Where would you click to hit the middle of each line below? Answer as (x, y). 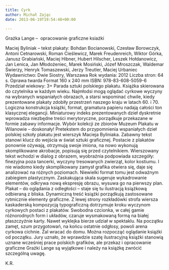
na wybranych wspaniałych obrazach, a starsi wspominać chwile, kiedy (80, 97)
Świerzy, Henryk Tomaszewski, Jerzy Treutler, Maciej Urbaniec (72, 70)
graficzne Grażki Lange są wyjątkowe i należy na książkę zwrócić (74, 248)
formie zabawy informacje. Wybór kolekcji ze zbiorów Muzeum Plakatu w (82, 124)
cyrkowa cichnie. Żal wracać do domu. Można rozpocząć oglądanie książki (84, 232)
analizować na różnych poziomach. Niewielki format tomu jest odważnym (82, 172)
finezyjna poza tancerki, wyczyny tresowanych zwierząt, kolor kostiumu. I (82, 162)
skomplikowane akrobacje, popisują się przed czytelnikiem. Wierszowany (82, 151)
